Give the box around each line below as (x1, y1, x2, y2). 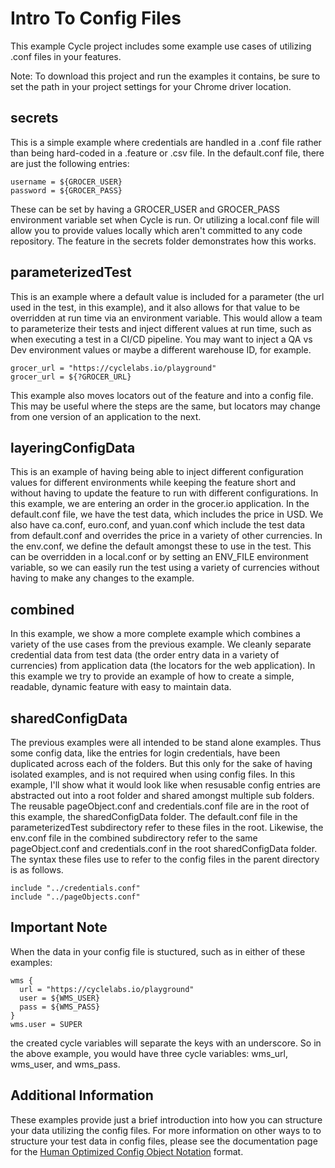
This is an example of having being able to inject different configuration (10, 466, 304, 478)
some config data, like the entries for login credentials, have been (10, 747, 281, 759)
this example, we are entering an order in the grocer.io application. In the (10, 498, 310, 510)
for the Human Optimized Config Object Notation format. (10, 1145, 244, 1157)
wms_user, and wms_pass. (10, 1058, 121, 1070)
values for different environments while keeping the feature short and (10, 477, 297, 489)
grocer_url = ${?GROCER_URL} (10, 372, 132, 382)
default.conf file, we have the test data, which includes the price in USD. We (10, 508, 324, 521)
